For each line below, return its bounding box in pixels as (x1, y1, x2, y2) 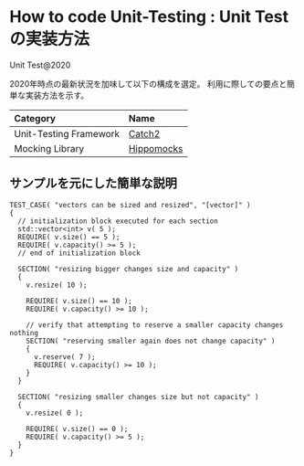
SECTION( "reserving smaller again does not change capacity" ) (26, 336, 276, 345)
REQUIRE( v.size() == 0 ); (26, 424, 129, 433)
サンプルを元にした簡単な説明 (9, 175, 178, 191)
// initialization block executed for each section (17, 217, 219, 226)
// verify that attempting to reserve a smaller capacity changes (26, 320, 284, 330)
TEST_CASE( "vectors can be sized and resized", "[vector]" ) (9, 200, 251, 209)
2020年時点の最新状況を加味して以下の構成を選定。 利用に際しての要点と (9, 78, 288, 89)
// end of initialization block (17, 249, 142, 258)
